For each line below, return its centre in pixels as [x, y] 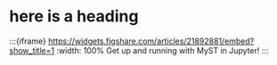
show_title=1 [32, 50]
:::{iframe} [28, 41]
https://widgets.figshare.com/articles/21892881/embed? [151, 41]
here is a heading [74, 16]
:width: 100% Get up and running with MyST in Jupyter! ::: [163, 50]
